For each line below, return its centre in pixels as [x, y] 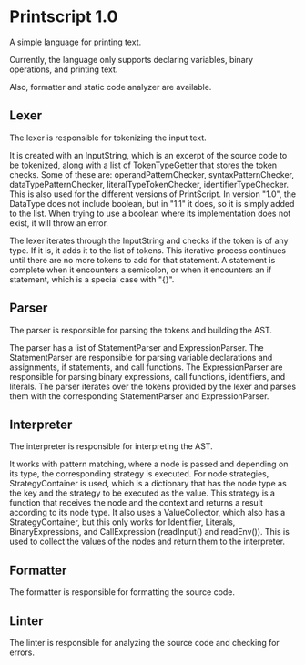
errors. [22, 652]
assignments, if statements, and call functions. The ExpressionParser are [146, 367]
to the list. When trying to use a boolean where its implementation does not [150, 213]
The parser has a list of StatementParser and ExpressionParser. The [137, 347]
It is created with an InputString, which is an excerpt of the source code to [148, 155]
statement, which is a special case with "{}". [92, 279]
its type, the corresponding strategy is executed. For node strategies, [139, 474]
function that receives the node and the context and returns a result [137, 503]
